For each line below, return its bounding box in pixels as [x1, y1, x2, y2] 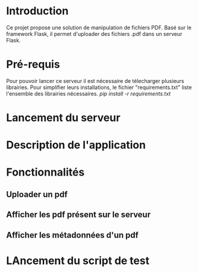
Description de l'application [6, 139, 146, 152]
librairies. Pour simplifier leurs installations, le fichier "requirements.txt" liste [6, 84, 192, 91]
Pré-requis [6, 58, 61, 71]
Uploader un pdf [6, 189, 68, 200]
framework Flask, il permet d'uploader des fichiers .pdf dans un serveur [6, 30, 183, 37]
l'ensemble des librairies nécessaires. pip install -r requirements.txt [6, 90, 171, 97]
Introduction [6, 4, 69, 18]
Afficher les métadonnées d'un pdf [6, 230, 139, 240]
